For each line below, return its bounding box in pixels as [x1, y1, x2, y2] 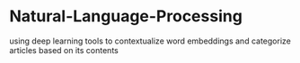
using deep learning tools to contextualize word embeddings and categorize [9, 35, 292, 46]
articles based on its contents [9, 44, 119, 55]
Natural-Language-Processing [9, 6, 243, 27]
